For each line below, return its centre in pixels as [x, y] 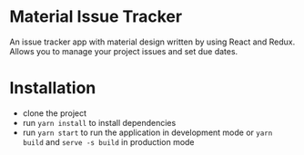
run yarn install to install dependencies [99, 122]
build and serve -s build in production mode [108, 141]
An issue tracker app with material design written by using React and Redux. [152, 42]
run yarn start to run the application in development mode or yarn [147, 132]
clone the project [55, 113]
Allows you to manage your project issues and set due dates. [124, 51]
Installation [53, 88]
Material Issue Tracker [96, 17]
